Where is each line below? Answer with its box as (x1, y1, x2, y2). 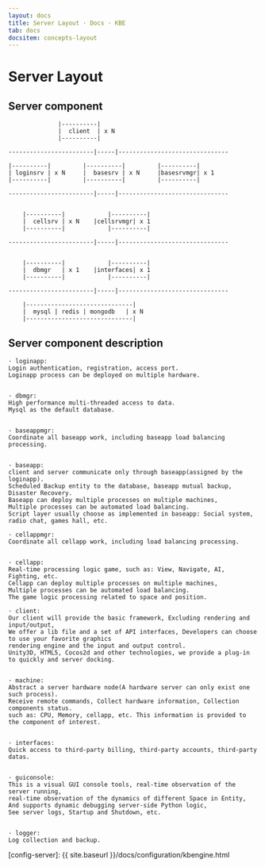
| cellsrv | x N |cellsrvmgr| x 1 (22, 217, 151, 226)
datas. (8, 753, 30, 762)
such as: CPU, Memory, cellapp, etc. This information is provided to (8, 712, 247, 719)
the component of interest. (8, 719, 102, 727)
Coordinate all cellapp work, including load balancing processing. (8, 538, 240, 546)
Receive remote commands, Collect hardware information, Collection (8, 697, 240, 706)
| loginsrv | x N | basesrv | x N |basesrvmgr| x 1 (8, 169, 215, 177)
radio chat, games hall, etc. (8, 517, 109, 525)
